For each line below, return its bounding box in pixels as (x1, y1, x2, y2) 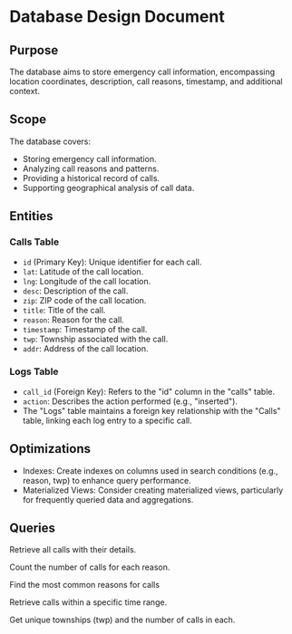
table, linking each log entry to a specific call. (22, 415, 192, 426)
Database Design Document (9, 6, 225, 27)
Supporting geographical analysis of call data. (22, 182, 195, 193)
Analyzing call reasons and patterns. (22, 163, 160, 174)
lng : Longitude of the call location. (22, 275, 151, 286)
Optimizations (9, 441, 91, 456)
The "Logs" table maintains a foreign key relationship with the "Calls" (22, 405, 281, 416)
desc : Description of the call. (22, 285, 129, 296)
